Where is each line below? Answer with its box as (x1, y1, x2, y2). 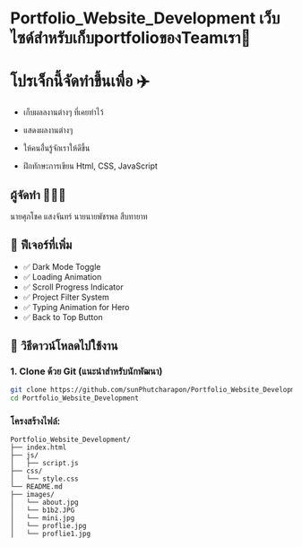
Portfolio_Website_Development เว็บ (10, 8, 280, 29)
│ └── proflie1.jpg (10, 529, 91, 539)
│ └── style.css (10, 474, 79, 483)
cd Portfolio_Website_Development (10, 394, 140, 403)
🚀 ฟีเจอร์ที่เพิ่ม (10, 238, 73, 253)
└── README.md (10, 482, 64, 491)
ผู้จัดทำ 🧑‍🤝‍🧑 (10, 187, 66, 203)
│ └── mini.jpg (10, 514, 75, 523)
